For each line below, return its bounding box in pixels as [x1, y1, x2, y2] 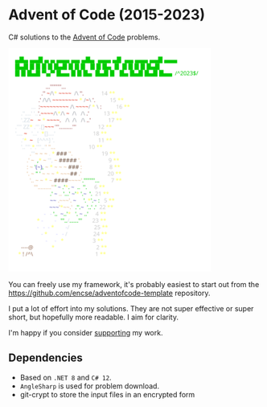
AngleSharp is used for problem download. [19, 380, 159, 391]
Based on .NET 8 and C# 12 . [19, 372, 112, 382]
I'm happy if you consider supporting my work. [8, 327, 163, 337]
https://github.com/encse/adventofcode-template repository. [8, 288, 211, 298]
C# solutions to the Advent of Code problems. [8, 32, 161, 42]
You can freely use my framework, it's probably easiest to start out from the [8, 279, 260, 289]
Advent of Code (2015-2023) [8, 6, 206, 24]
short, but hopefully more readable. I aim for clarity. [8, 312, 179, 322]
